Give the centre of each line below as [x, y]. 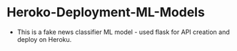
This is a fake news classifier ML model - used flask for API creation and [123, 32]
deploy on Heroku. [44, 39]
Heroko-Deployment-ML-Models [106, 12]
